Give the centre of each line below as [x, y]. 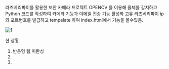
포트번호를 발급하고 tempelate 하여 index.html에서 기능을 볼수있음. [77, 20]
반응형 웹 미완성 [28, 51]
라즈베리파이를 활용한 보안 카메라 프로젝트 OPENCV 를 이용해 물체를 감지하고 [81, 7]
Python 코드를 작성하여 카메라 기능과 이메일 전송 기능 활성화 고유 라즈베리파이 [82, 14]
